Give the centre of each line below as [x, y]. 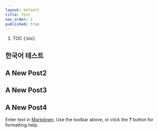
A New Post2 [26, 73]
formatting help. [22, 125]
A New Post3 [26, 90]
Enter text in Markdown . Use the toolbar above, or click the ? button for [79, 120]
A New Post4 [26, 107]
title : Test [18, 15]
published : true [22, 24]
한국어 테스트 [25, 55]
